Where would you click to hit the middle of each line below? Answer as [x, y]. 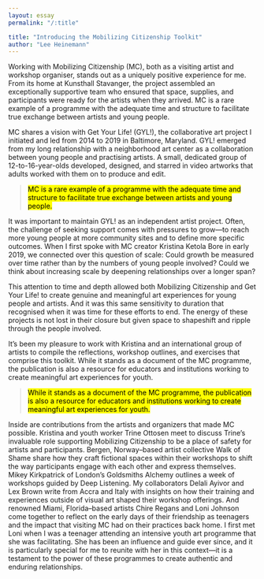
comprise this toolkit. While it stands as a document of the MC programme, [130, 361]
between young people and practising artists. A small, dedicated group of [127, 158]
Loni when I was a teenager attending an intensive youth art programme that [132, 533]
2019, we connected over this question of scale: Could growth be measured [131, 255]
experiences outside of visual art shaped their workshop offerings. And [124, 500]
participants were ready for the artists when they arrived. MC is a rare [121, 100]
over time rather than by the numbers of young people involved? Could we [129, 263]
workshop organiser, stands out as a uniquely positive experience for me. [127, 75]
